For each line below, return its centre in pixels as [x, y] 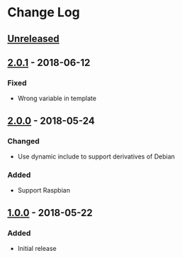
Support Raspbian [44, 190]
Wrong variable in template [57, 98]
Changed [24, 141]
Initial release [37, 248]
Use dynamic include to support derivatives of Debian [96, 156]
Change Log [44, 12]
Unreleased [34, 39]
